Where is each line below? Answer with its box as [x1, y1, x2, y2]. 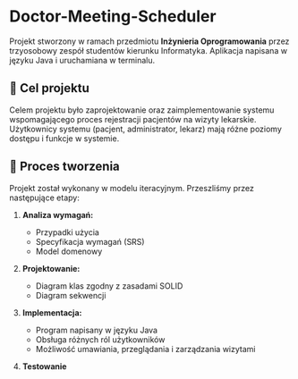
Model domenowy [35, 246, 103, 257]
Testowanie [21, 360, 67, 372]
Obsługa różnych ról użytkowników [35, 333, 166, 345]
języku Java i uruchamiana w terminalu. [9, 55, 156, 65]
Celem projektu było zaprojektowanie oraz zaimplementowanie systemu [9, 105, 275, 115]
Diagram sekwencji [35, 290, 106, 300]
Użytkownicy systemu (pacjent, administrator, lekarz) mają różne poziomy [9, 123, 282, 134]
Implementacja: [21, 307, 82, 318]
